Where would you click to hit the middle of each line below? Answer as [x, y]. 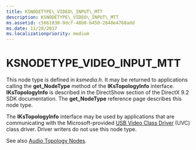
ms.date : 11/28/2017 [32, 28]
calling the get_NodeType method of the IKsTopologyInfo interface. [90, 86]
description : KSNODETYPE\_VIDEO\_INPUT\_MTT [62, 17]
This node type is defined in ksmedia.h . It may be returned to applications [97, 80]
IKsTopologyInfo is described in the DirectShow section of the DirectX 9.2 [98, 92]
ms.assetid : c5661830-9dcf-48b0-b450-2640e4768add [71, 23]
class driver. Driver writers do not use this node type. [72, 129]
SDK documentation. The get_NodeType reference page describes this [94, 99]
